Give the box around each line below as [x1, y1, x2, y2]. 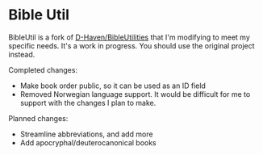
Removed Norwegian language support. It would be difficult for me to [19, 89, 251, 98]
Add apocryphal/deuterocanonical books [19, 137, 157, 147]
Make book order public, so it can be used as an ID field [19, 81, 206, 90]
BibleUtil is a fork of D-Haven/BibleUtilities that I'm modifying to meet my [8, 32, 250, 42]
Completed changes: [8, 65, 78, 74]
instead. [8, 49, 35, 59]
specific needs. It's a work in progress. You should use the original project [8, 40, 256, 50]
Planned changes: [8, 113, 69, 123]
